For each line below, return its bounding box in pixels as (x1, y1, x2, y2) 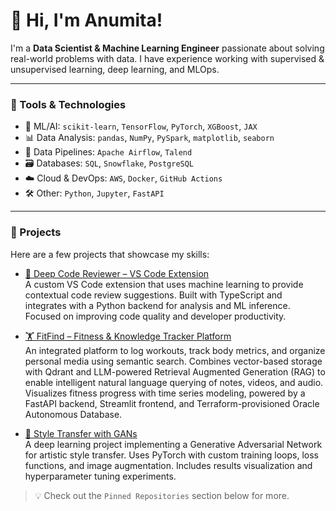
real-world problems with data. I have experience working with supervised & (10, 52, 325, 64)
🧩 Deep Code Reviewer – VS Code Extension (24, 267, 210, 279)
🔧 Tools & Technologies (10, 97, 127, 111)
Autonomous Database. (24, 408, 123, 420)
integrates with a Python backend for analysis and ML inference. (24, 299, 291, 311)
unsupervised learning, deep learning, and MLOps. (10, 63, 220, 75)
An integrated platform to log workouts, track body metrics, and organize (24, 344, 326, 356)
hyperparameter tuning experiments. (24, 470, 177, 482)
